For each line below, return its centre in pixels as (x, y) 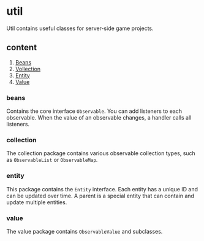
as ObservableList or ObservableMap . (52, 160)
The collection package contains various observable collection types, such (101, 153)
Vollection (28, 69)
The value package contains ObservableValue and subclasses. (85, 231)
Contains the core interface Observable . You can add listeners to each (94, 111)
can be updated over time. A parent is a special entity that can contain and (100, 196)
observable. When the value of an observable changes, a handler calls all (99, 118)
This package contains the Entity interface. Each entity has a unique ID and (102, 189)
